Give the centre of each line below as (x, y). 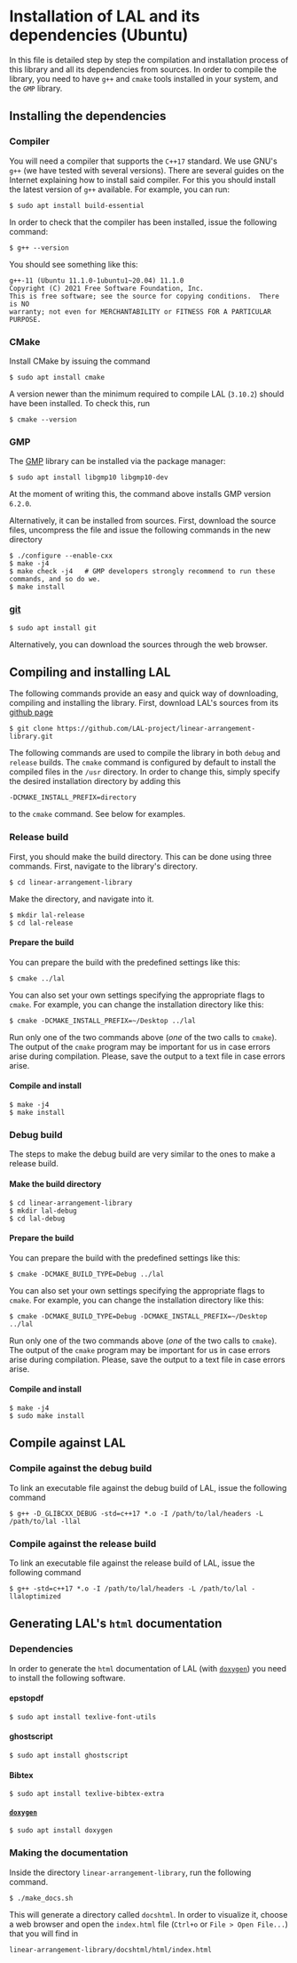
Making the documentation (69, 1853)
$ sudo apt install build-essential (77, 205)
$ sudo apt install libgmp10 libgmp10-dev (89, 477)
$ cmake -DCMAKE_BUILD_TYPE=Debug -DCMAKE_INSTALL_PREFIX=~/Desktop (138, 1316)
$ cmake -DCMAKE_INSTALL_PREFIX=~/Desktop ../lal (103, 1021)
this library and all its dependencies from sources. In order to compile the (143, 69)
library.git (31, 737)
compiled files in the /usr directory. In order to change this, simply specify (145, 772)
